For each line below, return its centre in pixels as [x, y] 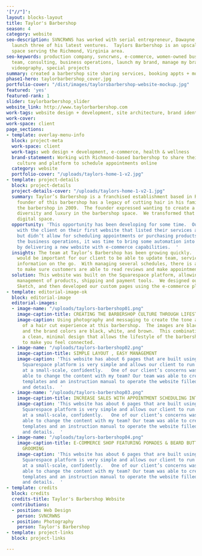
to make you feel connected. [59, 342]
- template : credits [32, 488]
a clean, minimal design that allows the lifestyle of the [97, 337]
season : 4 [19, 29]
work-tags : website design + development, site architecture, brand [94, 113]
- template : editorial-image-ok [47, 292]
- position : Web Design [41, 510]
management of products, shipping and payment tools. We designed [103, 281]
